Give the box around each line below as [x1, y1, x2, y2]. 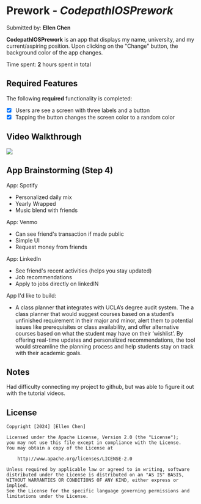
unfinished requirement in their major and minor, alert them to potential [15, 317, 194, 324]
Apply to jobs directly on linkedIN [15, 280, 99, 287]
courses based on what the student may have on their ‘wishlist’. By [15, 329, 183, 337]
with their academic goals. [15, 349, 82, 356]
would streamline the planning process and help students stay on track [15, 342, 194, 350]
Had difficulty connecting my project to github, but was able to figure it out [6, 383, 194, 391]
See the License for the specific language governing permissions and [6, 488, 190, 494]
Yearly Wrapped [15, 200, 56, 207]
